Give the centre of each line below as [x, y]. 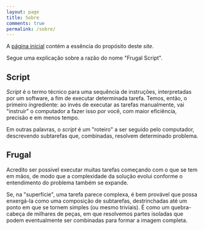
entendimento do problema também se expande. [68, 183]
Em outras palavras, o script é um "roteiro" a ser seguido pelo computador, [100, 130]
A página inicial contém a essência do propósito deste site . [80, 46]
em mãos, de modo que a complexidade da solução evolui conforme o [94, 176]
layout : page [23, 12]
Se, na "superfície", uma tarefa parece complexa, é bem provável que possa [102, 194]
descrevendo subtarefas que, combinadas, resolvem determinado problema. [102, 136]
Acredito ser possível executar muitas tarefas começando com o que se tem [102, 169]
